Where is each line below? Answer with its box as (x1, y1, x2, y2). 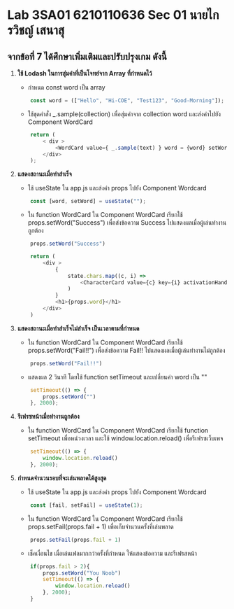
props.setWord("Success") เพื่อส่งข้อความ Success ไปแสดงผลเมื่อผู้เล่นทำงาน (27, 218, 227, 227)
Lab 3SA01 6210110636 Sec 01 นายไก (7, 7, 219, 23)
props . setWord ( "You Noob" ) (43, 569, 122, 577)
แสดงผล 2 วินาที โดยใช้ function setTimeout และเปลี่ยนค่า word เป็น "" (27, 372, 207, 381)
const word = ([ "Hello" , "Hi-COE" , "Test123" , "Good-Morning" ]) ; (30, 97, 225, 104)
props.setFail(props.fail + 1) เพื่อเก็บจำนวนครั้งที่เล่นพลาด (27, 522, 174, 531)
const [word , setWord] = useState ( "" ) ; (30, 198, 147, 205)
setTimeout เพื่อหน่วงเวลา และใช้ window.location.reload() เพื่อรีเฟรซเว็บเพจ (27, 434, 224, 442)
